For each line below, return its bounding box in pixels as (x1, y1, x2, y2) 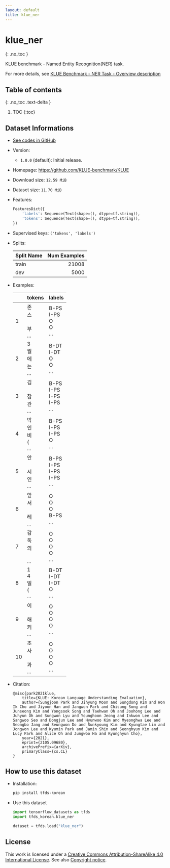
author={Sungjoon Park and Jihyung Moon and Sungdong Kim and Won (22, 700, 165, 705)
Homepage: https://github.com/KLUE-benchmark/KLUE (12, 167, 129, 173)
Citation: (12, 681, 30, 687)
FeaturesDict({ (12, 207, 45, 212)
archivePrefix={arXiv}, (22, 744, 72, 750)
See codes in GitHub (12, 137, 56, 143)
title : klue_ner (5, 12, 40, 17)
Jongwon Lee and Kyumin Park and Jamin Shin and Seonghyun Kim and (12, 726, 158, 732)
